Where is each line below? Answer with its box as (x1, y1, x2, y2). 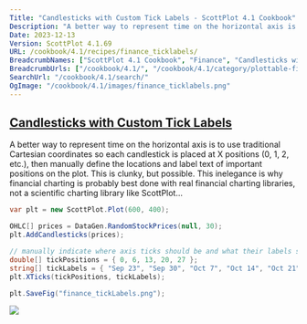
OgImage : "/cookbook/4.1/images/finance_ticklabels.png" (9, 81, 231, 90)
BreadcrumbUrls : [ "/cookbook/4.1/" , (9, 65, 149, 74)
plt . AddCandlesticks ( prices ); (9, 230, 125, 240)
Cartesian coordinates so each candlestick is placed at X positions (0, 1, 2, (9, 149, 290, 160)
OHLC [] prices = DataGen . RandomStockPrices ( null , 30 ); (9, 222, 223, 231)
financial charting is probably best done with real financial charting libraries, (9, 178, 296, 189)
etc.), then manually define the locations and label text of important (9, 159, 263, 170)
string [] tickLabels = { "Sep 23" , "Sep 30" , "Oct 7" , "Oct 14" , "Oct (9, 264, 284, 273)
